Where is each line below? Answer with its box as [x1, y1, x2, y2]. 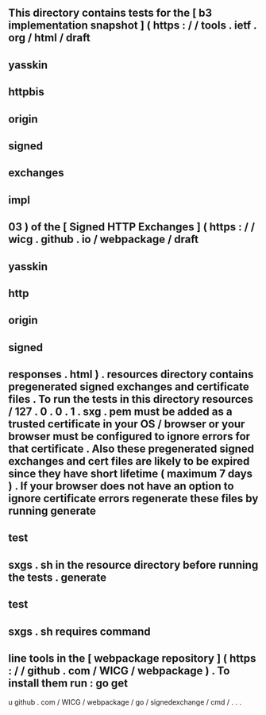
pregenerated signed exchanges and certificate [8, 381, 250, 394]
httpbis [8, 85, 45, 99]
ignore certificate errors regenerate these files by [8, 492, 259, 505]
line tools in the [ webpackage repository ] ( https [8, 651, 256, 666]
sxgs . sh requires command [8, 624, 151, 638]
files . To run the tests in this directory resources [8, 392, 254, 406]
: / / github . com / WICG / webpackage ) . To [8, 664, 230, 678]
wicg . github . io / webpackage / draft [8, 233, 199, 246]
